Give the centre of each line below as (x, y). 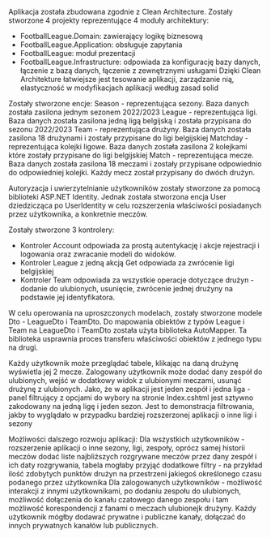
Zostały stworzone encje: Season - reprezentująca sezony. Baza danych (129, 103)
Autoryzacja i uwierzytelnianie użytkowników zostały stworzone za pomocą (134, 188)
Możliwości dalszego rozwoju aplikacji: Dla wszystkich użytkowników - (127, 439)
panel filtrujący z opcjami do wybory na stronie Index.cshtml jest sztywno (131, 398)
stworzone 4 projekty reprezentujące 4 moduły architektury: (109, 20)
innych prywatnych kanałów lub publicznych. (83, 525)
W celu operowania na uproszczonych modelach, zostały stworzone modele (135, 313)
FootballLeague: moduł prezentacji (78, 53)
